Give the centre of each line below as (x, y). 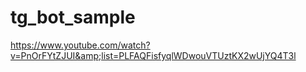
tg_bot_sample (73, 17)
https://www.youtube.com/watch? (80, 45)
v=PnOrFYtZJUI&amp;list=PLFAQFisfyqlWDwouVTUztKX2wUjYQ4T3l (153, 55)
